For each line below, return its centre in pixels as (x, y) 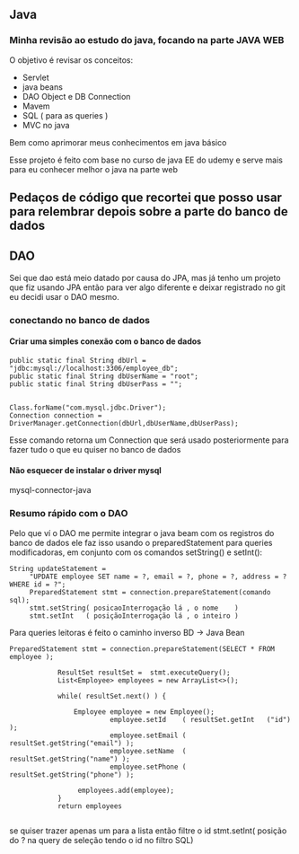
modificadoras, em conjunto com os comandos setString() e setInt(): (136, 552)
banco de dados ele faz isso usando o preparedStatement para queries (141, 542)
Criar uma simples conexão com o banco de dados (106, 341)
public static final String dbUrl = (78, 361)
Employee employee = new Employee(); (144, 712)
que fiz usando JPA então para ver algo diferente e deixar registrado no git (147, 287)
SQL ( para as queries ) (65, 115)
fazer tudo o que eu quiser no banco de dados (95, 450)
